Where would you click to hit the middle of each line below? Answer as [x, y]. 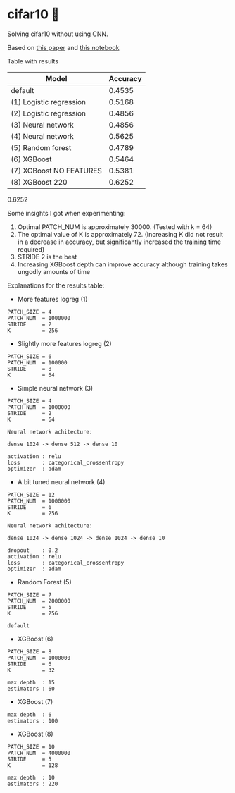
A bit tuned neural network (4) [61, 481]
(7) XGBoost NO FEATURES [56, 171]
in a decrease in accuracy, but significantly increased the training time [119, 242]
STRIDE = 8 [30, 369]
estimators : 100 [33, 721]
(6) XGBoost [31, 159]
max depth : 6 [30, 715]
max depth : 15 [31, 682]
